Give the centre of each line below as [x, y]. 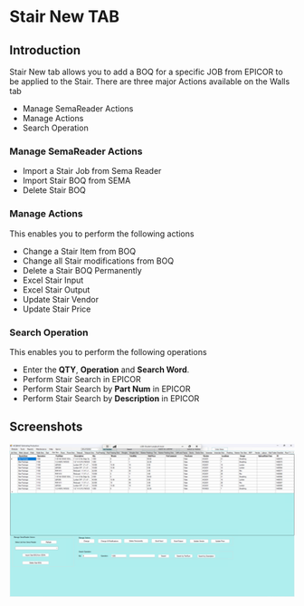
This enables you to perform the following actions [102, 234]
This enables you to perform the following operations [108, 351]
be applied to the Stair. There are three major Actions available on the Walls [150, 82]
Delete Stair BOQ [54, 190]
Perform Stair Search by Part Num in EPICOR [106, 389]
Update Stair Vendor [61, 299]
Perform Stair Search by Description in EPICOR [111, 398]
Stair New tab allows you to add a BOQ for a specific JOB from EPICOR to [146, 72]
